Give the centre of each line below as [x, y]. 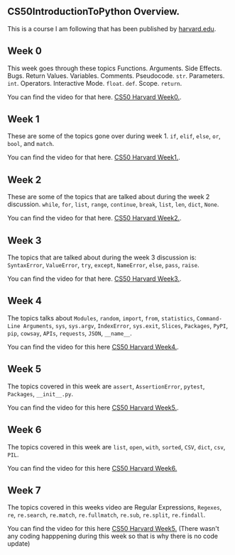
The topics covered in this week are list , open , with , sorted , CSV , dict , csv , [116, 447]
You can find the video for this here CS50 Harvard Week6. [92, 468]
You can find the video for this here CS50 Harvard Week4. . [93, 347]
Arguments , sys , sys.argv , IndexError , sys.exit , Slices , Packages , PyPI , [126, 325]
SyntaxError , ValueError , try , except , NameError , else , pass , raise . [104, 265]
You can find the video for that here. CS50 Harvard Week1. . [94, 157]
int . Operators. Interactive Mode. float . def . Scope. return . [95, 83]
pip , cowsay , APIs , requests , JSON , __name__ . [70, 333]
